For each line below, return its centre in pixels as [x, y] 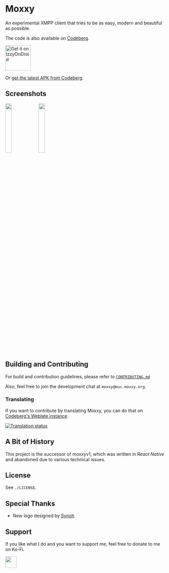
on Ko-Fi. [15, 550]
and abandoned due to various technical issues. [55, 459]
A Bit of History [30, 442]
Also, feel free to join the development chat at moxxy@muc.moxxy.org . [76, 386]
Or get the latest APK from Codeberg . [44, 78]
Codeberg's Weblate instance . [37, 416]
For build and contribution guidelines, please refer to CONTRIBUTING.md [78, 376]
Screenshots [26, 94]
